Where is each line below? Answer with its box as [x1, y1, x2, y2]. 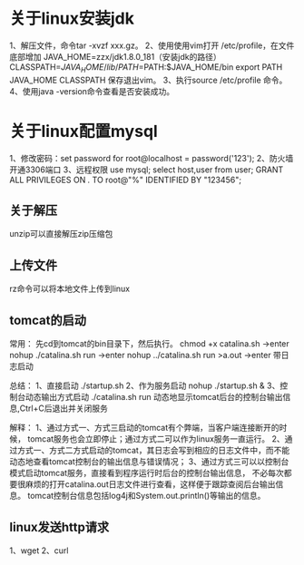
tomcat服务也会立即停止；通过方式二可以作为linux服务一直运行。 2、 [26, 433, 286, 444]
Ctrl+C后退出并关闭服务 [19, 403, 109, 414]
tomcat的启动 [9, 312, 86, 327]
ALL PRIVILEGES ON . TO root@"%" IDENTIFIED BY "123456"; [9, 174, 242, 185]
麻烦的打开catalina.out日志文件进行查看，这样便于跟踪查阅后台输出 [25, 479, 276, 490]
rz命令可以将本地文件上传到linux [9, 283, 130, 295]
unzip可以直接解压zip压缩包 [9, 229, 113, 239]
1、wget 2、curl [9, 545, 69, 556]
